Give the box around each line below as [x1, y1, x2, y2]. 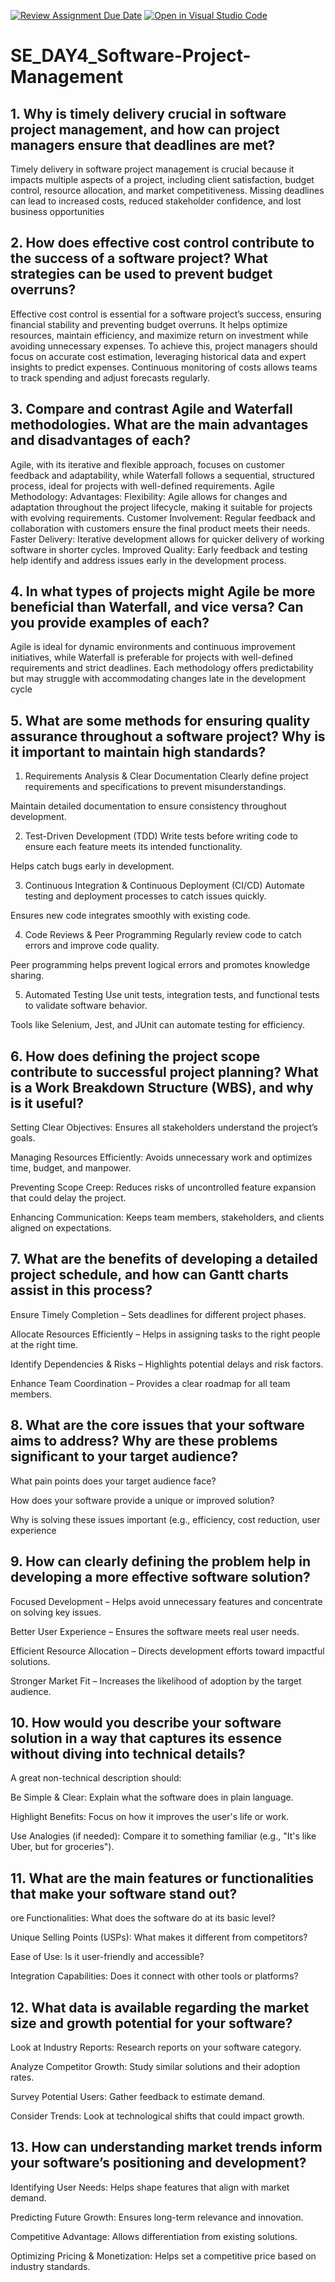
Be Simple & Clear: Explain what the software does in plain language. [10, 1791, 294, 1804]
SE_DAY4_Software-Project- [10, 45, 252, 67]
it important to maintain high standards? [10, 743, 267, 760]
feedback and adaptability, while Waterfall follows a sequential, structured [10, 469, 315, 481]
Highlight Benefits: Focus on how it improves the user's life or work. [10, 1811, 290, 1823]
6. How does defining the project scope [10, 1048, 261, 1065]
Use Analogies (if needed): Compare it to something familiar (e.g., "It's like [10, 1830, 317, 1842]
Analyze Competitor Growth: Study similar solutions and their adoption [10, 2060, 301, 2072]
